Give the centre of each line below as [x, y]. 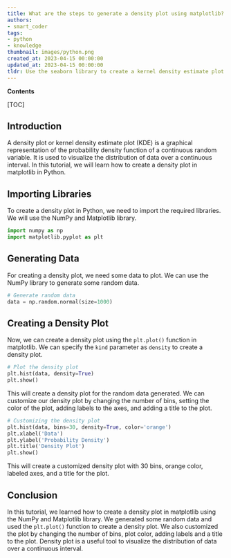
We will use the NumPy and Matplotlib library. [72, 218]
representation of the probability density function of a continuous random [112, 150]
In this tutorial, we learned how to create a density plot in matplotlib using [112, 512]
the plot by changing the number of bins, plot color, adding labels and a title [115, 534]
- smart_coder [28, 26]
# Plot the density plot [43, 367]
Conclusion [33, 495]
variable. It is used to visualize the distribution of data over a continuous [110, 158]
